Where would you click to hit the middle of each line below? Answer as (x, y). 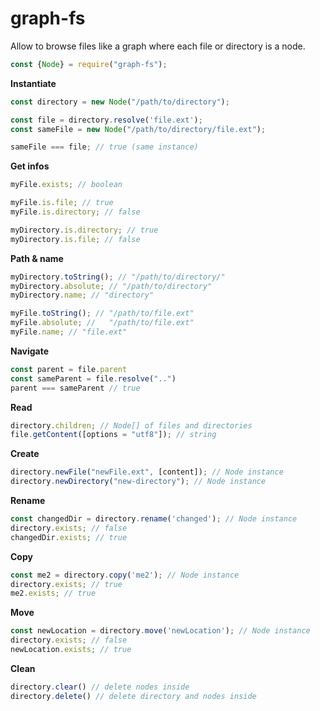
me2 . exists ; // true (53, 593)
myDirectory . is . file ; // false (75, 239)
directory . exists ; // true (66, 584)
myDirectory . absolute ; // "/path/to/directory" (111, 286)
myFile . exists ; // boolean (66, 185)
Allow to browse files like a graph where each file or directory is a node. (158, 46)
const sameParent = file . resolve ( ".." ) (93, 378)
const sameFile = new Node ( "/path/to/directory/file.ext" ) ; (138, 129)
